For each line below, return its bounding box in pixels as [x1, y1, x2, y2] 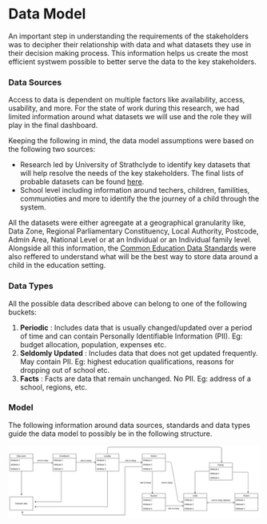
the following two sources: [8, 145, 96, 154]
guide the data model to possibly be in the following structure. [8, 429, 213, 438]
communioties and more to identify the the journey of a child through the [19, 194, 260, 204]
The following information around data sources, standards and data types [8, 420, 250, 430]
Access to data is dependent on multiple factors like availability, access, [8, 95, 245, 105]
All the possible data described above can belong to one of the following [8, 298, 248, 308]
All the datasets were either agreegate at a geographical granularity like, [8, 218, 246, 228]
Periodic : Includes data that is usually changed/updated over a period [19, 322, 253, 332]
